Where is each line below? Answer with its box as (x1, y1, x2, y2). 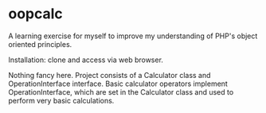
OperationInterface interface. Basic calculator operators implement (8, 79, 229, 88)
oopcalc (8, 5, 64, 23)
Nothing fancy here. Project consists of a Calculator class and (8, 70, 211, 80)
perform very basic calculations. (8, 95, 115, 105)
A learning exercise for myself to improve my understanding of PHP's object (8, 31, 258, 41)
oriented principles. (8, 39, 72, 49)
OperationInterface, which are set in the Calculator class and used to (8, 87, 234, 96)
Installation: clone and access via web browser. (8, 55, 163, 64)
